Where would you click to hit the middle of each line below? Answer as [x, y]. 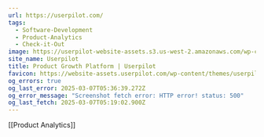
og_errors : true [35, 81]
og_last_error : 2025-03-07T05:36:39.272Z [77, 88]
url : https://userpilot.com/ [56, 15]
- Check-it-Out [40, 45]
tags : [17, 23]
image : [19, 52]
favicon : [22, 74]
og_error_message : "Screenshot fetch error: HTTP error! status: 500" [126, 96]
